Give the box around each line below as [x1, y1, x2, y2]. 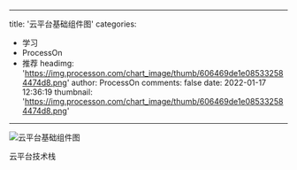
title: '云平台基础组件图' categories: [9, 19, 137, 29]
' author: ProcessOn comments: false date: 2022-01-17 [66, 77, 267, 88]
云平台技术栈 [9, 151, 56, 161]
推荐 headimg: [21, 58, 75, 68]
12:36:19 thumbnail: [21, 87, 93, 97]
